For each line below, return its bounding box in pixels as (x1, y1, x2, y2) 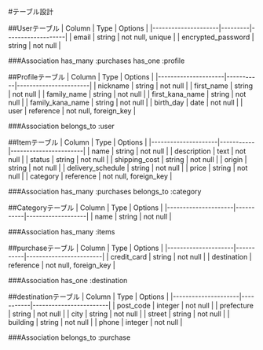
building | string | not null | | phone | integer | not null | (8, 318, 183, 326)
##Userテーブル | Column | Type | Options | (8, 24, 149, 33)
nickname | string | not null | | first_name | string (97, 81, 254, 90)
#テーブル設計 (8, 7, 54, 16)
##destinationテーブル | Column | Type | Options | (8, 292, 169, 301)
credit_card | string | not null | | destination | (110, 252, 253, 261)
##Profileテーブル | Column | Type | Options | (8, 72, 155, 81)
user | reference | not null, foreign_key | (8, 106, 136, 116)
